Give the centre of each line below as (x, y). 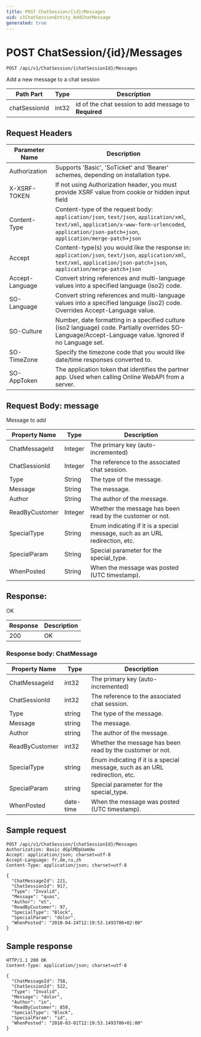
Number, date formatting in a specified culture (120, 320)
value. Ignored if (162, 335)
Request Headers (39, 133)
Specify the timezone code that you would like (120, 352)
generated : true (26, 23)
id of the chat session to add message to (133, 104)
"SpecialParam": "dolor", (44, 917)
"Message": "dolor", (37, 997)
